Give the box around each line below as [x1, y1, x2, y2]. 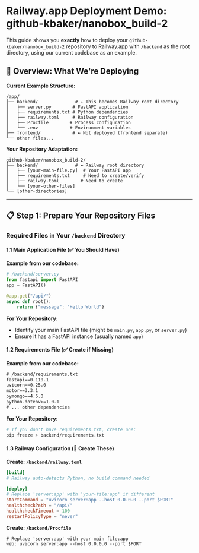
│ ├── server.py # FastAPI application [6, 104, 129, 110]
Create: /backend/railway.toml [6, 458, 82, 465]
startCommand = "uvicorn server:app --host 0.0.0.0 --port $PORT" [6, 497, 174, 503]
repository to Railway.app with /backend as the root [66, 43, 190, 50]
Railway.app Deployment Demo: [6, 4, 167, 18]
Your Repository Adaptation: [6, 146, 78, 153]
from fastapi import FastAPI [6, 277, 78, 283]
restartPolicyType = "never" [6, 513, 78, 519]
